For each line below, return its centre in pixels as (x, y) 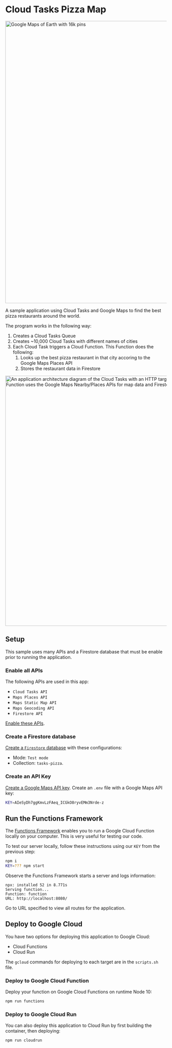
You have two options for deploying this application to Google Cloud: (78, 936)
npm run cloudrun (24, 1040)
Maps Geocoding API (34, 709)
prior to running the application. (39, 657)
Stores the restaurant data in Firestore (60, 368)
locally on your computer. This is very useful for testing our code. (74, 836)
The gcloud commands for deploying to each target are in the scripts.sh (82, 962)
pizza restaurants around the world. (43, 316)
